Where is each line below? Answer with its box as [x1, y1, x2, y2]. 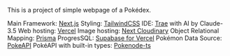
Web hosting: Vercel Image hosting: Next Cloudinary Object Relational [17, 27, 220, 35]
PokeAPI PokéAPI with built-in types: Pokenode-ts [7, 41, 152, 49]
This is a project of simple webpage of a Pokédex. [7, 6, 152, 14]
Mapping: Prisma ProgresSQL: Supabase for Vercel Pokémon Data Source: [7, 34, 222, 42]
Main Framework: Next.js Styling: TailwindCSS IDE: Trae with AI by [7, 19, 199, 27]
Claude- [199, 19, 224, 27]
